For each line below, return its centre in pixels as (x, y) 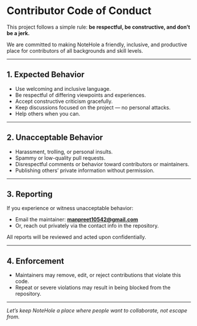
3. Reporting (30, 194)
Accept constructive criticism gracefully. (64, 101)
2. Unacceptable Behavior (55, 138)
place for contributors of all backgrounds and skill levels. (75, 50)
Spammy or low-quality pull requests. (60, 158)
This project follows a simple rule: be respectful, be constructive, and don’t (98, 27)
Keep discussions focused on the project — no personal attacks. (93, 107)
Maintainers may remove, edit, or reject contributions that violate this (98, 275)
